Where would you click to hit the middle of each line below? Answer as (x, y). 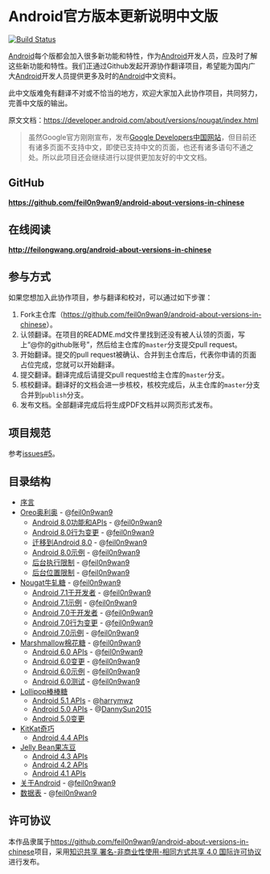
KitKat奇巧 (37, 729)
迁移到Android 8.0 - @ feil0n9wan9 (89, 542)
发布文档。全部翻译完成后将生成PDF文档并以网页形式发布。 (119, 405)
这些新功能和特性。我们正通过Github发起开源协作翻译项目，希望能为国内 (129, 66)
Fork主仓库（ (42, 315)
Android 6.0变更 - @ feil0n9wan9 (86, 661)
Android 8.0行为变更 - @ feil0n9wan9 (93, 532)
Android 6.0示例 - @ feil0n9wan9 (86, 671)
